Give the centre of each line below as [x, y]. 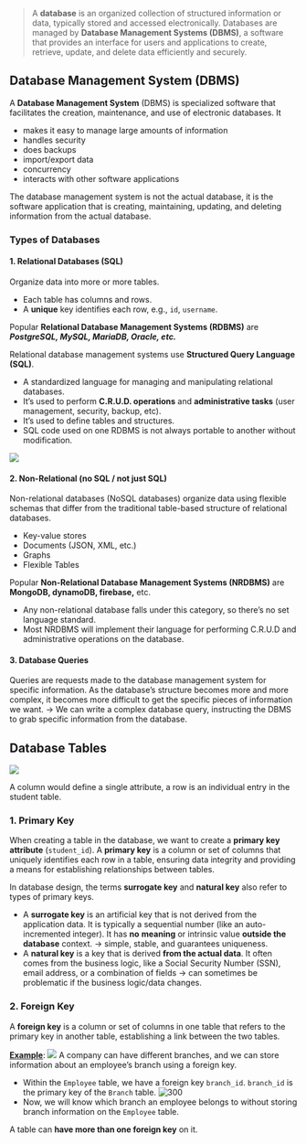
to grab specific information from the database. [98, 719]
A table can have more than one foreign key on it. [104, 1129]
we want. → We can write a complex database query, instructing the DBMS [151, 710]
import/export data [58, 159]
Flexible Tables [51, 565]
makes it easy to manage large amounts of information [125, 130]
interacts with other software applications [101, 178]
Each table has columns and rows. [87, 299]
